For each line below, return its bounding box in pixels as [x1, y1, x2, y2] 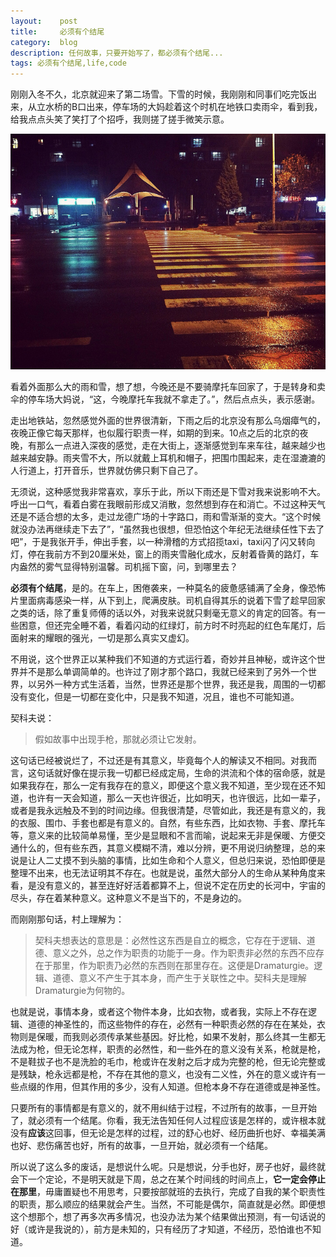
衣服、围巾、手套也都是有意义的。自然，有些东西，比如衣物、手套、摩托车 [18, 816, 326, 829]
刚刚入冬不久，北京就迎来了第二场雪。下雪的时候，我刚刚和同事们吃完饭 [10, 88, 308, 100]
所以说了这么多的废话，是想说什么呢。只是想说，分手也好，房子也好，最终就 [10, 1160, 326, 1172]
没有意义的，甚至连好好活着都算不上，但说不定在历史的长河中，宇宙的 [36, 879, 326, 891]
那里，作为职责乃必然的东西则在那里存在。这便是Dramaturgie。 [52, 959, 315, 971]
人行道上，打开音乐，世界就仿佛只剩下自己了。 [10, 464, 203, 476]
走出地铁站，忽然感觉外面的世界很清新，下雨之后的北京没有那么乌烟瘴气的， [10, 414, 326, 426]
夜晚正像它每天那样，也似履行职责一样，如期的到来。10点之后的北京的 [10, 426, 300, 439]
